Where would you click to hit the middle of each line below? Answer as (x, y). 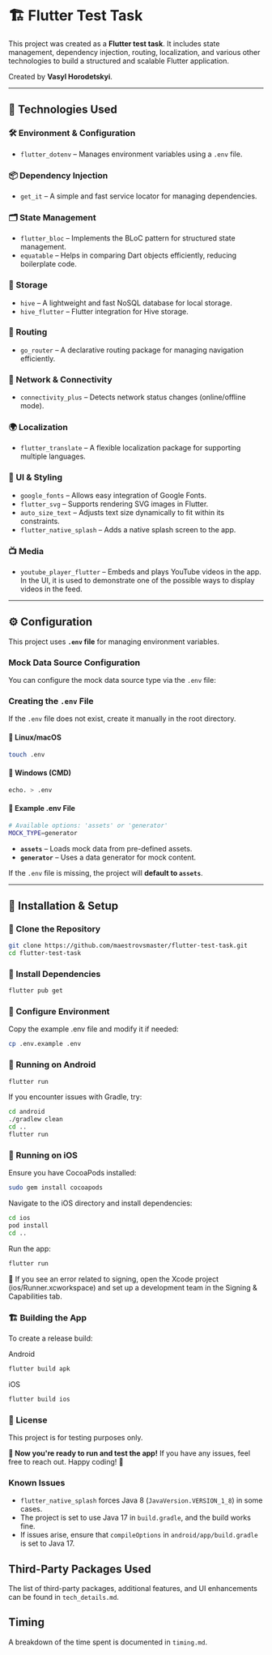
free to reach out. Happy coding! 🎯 (66, 1461)
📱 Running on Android (52, 1064)
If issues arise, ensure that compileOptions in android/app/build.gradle (139, 1535)
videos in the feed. (51, 589)
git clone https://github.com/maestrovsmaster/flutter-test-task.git (128, 946)
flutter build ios (39, 1399)
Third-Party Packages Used (80, 1569)
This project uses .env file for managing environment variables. (114, 642)
